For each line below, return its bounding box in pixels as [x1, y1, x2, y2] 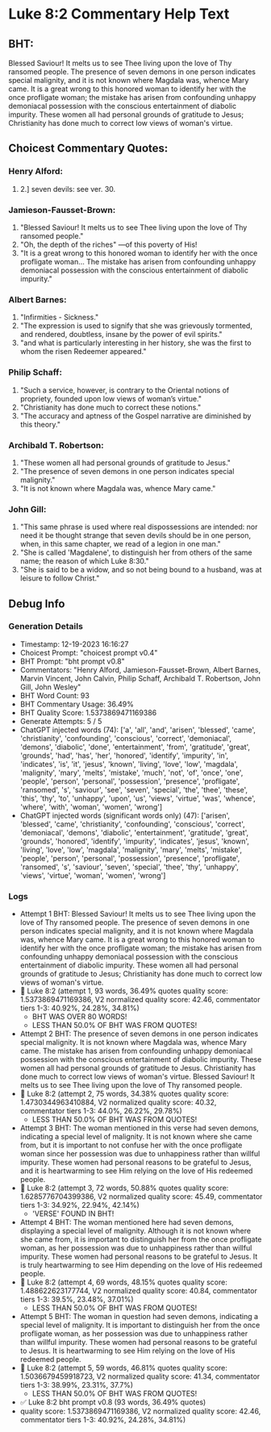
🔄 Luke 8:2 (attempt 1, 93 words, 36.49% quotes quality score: [19, 986, 228, 996]
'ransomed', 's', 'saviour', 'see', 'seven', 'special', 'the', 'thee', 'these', [19, 785, 248, 794]
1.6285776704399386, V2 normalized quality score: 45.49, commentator [19, 1192, 263, 1201]
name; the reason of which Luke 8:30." [19, 556, 149, 566]
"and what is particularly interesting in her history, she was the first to [19, 338, 252, 348]
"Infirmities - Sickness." [19, 312, 99, 323]
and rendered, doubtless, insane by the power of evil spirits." [19, 330, 223, 339]
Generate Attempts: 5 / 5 [19, 716, 102, 726]
